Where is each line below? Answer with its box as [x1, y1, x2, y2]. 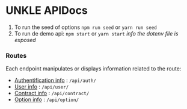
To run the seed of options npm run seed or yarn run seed [14, 23, 157, 31]
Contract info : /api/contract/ [14, 90, 90, 97]
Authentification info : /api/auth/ [14, 76, 97, 84]
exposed [14, 36, 37, 43]
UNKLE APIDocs [5, 4, 88, 17]
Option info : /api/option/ [14, 96, 79, 103]
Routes [5, 51, 27, 60]
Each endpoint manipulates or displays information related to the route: [5, 65, 182, 72]
